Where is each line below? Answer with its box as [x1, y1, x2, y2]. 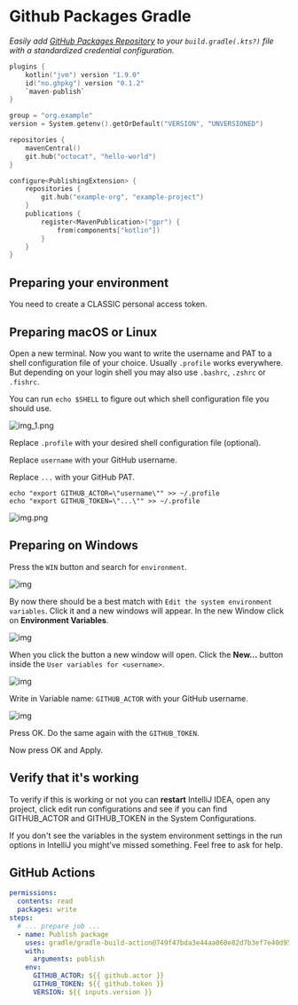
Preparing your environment [9, 275, 169, 290]
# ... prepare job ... [17, 922, 101, 930]
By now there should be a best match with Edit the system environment [9, 596, 273, 606]
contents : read [17, 897, 74, 906]
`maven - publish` [25, 87, 86, 96]
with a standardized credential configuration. [9, 44, 175, 55]
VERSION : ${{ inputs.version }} [32, 987, 153, 996]
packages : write [17, 906, 77, 914]
